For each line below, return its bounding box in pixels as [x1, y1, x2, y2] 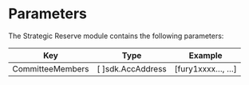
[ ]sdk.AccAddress [97, 63, 168, 74]
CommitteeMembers [12, 63, 89, 74]
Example [188, 49, 223, 60]
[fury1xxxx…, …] [174, 63, 237, 74]
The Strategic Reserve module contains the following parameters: [8, 31, 224, 41]
